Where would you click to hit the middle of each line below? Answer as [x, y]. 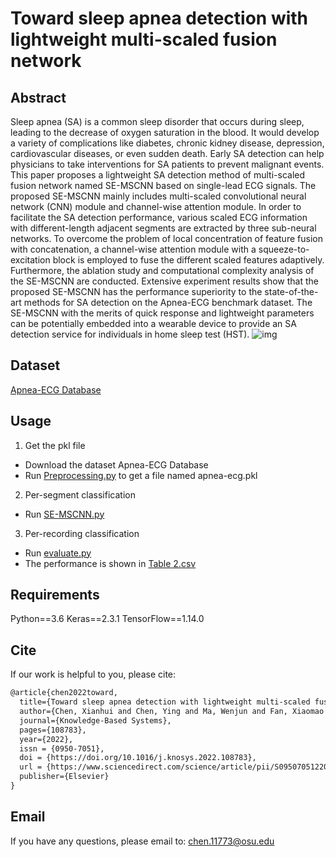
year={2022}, [46, 739]
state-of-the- [291, 291]
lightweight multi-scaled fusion [144, 39]
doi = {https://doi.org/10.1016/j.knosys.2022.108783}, [138, 758]
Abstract [38, 97]
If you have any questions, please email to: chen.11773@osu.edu [142, 841]
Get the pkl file [55, 445]
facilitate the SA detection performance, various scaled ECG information [159, 217]
